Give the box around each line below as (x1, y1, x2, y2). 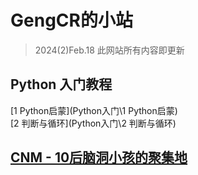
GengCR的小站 (10, 9, 133, 32)
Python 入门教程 (10, 76, 113, 93)
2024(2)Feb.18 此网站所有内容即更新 (34, 44, 185, 56)
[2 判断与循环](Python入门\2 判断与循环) (10, 117, 177, 129)
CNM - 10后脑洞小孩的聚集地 (10, 149, 188, 166)
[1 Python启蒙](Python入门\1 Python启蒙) (10, 104, 178, 116)
